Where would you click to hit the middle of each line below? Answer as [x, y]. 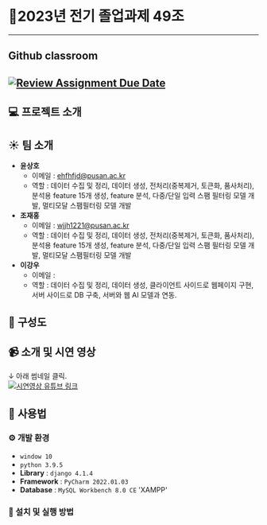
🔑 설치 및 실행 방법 [41, 511]
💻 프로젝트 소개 [45, 112]
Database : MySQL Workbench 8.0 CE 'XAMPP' [94, 489]
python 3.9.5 [41, 465]
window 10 [36, 457]
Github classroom [53, 56]
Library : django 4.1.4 [56, 472]
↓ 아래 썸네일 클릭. [38, 376]
